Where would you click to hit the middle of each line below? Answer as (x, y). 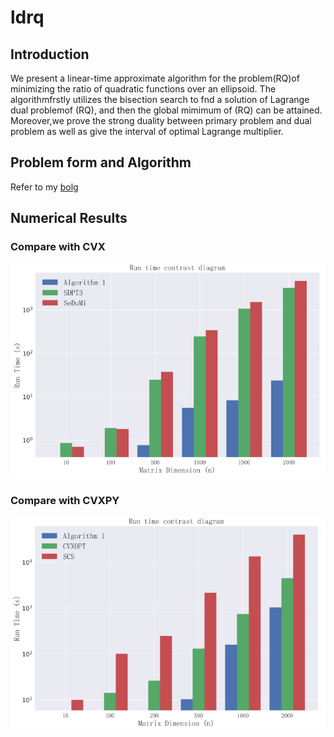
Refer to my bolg (44, 187)
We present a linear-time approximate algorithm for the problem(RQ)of (155, 78)
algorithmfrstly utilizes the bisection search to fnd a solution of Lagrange (160, 99)
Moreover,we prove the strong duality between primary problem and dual (161, 120)
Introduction (50, 54)
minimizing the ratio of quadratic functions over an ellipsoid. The (143, 89)
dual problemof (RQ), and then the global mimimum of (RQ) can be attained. (166, 110)
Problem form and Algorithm (101, 162)
